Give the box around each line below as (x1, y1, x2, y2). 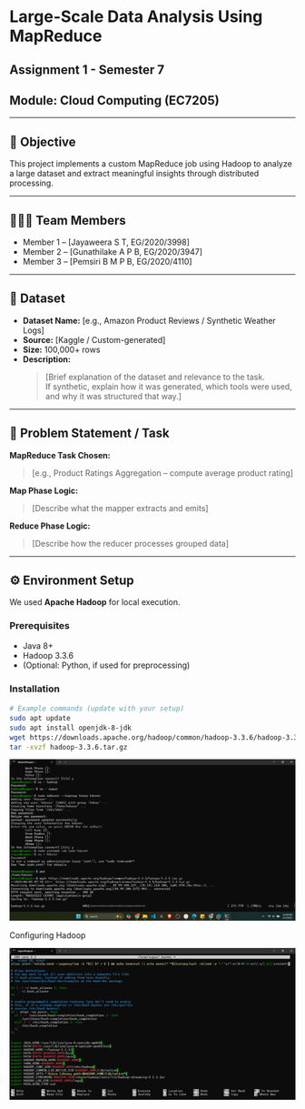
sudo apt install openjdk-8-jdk (9, 723, 132, 732)
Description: (22, 353, 71, 365)
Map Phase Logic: (9, 485, 79, 496)
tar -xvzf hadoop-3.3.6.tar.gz (9, 742, 128, 751)
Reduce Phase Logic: (9, 520, 91, 531)
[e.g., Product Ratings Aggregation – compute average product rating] (31, 467, 293, 479)
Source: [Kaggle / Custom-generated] (22, 334, 166, 345)
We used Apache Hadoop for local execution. (9, 597, 181, 608)
